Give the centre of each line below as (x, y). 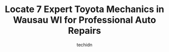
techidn (84, 44)
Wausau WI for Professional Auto (84, 20)
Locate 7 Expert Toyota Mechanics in (84, 9)
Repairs (84, 31)
